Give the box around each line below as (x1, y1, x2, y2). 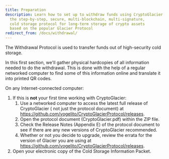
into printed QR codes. (5, 76, 52, 81)
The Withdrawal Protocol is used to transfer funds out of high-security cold (5, 45, 161, 50)
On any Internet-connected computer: (5, 85, 84, 91)
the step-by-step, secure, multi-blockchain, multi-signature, (10, 17, 145, 22)
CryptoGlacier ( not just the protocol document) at (20, 106, 124, 111)
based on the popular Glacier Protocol (10, 26, 94, 31)
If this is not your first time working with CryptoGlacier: (12, 95, 127, 101)
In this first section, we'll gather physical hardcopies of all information (5, 60, 149, 65)
